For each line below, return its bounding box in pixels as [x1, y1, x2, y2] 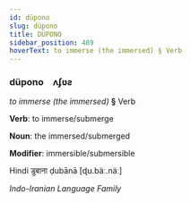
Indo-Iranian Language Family [9, 183, 122, 194]
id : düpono [9, 13, 50, 22]
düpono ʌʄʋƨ [9, 76, 74, 89]
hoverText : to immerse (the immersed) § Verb [9, 47, 182, 55]
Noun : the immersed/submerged [9, 131, 131, 141]
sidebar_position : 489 [9, 38, 94, 47]
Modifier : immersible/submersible [9, 148, 135, 159]
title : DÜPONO [9, 30, 63, 38]
